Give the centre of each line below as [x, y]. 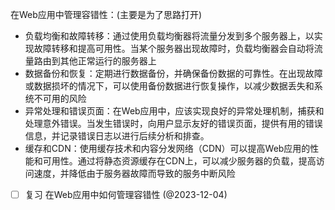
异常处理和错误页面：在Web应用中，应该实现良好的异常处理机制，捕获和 [174, 111]
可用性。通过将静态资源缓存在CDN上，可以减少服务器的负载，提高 [179, 161]
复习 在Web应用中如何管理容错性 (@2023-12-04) [126, 194]
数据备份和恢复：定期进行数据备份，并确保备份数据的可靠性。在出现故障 [173, 73]
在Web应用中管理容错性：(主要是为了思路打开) [106, 14]
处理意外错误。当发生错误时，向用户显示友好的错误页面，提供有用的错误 [173, 123]
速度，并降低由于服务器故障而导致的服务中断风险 [134, 173]
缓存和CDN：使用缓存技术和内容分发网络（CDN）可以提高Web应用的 [167, 148]
